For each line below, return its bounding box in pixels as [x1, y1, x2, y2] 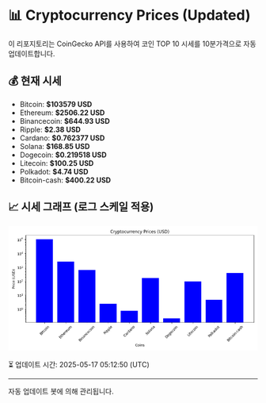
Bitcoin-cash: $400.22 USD [19, 175, 112, 185]
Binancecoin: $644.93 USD [19, 116, 111, 125]
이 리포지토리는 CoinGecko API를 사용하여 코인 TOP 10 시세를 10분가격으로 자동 [8, 39, 256, 48]
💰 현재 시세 [8, 75, 62, 88]
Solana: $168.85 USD [19, 141, 90, 151]
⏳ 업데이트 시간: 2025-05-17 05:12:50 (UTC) [8, 359, 150, 369]
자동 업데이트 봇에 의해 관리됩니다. [8, 386, 114, 396]
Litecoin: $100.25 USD [19, 158, 94, 167]
